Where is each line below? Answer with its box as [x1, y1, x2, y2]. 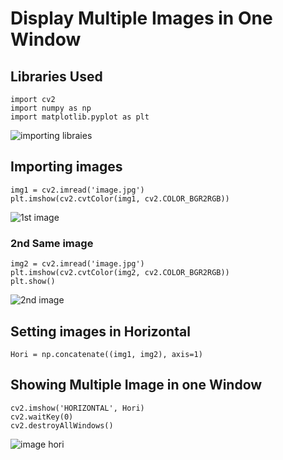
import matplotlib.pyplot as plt [10, 112, 150, 122]
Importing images [10, 158, 123, 176]
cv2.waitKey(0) [10, 412, 74, 422]
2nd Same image [10, 236, 94, 250]
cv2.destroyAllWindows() [10, 420, 114, 431]
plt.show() [10, 277, 56, 287]
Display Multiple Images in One [10, 7, 273, 30]
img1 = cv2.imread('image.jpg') [10, 185, 145, 195]
